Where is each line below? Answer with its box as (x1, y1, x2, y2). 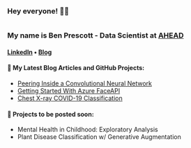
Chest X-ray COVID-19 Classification (17, 94, 123, 103)
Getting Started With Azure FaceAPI (17, 87, 121, 95)
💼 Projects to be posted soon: (7, 110, 94, 118)
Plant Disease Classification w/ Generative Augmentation (17, 133, 181, 141)
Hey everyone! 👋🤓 (7, 6, 70, 16)
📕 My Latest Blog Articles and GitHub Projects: (7, 64, 145, 72)
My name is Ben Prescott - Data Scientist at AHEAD (7, 31, 184, 40)
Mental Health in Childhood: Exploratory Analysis (17, 125, 158, 134)
